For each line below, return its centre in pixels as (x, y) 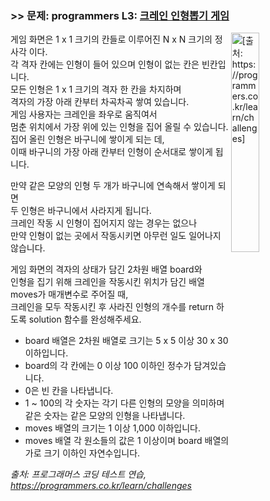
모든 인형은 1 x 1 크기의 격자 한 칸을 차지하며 (96, 89)
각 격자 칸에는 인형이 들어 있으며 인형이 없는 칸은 (105, 64)
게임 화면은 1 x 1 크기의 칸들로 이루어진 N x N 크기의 (111, 39)
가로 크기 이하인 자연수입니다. (82, 453)
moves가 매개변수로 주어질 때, (69, 294)
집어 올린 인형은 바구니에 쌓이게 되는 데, (87, 139)
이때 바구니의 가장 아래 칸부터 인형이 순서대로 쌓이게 (111, 152)
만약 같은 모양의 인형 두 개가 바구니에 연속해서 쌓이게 (113, 186)
